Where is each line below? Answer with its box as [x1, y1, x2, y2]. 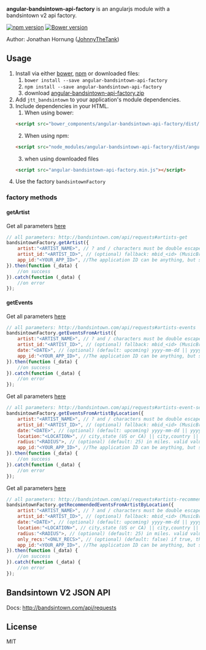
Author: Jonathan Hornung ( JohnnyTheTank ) [6, 36, 120, 42]
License [6, 621, 37, 632]
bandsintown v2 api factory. [6, 12, 77, 19]
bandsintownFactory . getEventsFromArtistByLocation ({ [6, 410, 144, 417]
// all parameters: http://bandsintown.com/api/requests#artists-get [6, 234, 188, 240]
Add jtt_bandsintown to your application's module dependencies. [15, 95, 181, 103]
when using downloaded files [24, 155, 99, 162]
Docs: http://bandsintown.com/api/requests [6, 604, 116, 611]
